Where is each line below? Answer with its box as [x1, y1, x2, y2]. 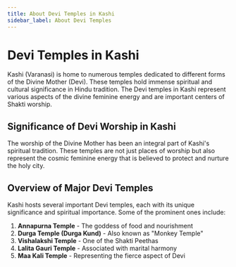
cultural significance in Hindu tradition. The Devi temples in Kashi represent [7, 85, 227, 93]
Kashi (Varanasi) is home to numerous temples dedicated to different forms [7, 70, 225, 79]
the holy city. [7, 162, 45, 170]
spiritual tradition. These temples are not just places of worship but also [7, 147, 216, 155]
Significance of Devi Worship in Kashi [7, 120, 176, 132]
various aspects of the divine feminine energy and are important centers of [7, 93, 225, 101]
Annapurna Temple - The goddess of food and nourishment [17, 222, 194, 230]
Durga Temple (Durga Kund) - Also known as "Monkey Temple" [17, 229, 204, 237]
